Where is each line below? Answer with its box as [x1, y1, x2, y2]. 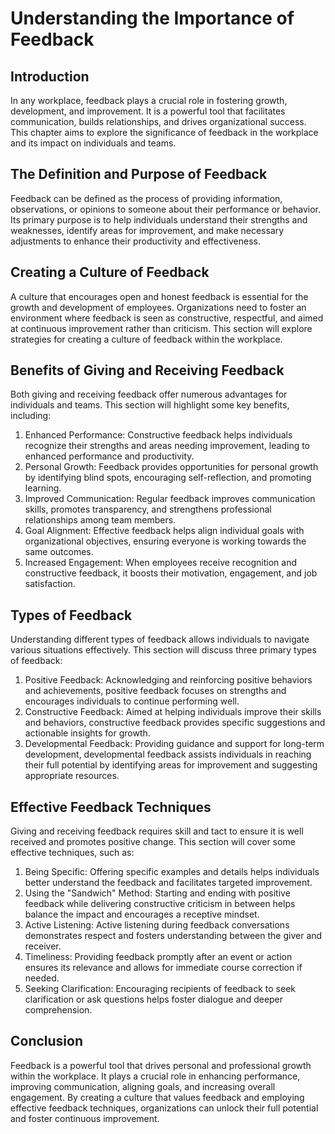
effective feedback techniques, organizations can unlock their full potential [10, 1102, 319, 1114]
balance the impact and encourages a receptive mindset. [24, 908, 260, 921]
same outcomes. [24, 546, 94, 558]
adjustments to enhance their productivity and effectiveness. [10, 235, 261, 247]
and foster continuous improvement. [10, 1112, 160, 1124]
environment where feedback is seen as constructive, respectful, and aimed [10, 312, 324, 324]
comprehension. [24, 1004, 93, 1016]
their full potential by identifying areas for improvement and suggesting [24, 759, 318, 771]
